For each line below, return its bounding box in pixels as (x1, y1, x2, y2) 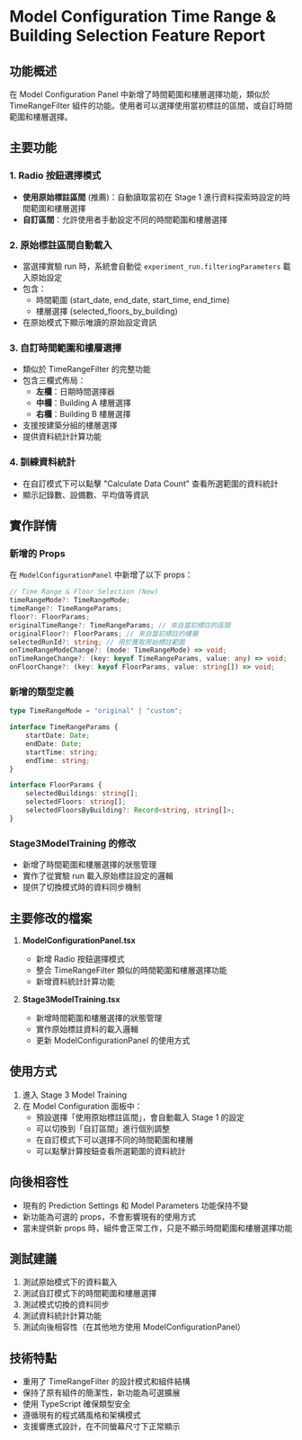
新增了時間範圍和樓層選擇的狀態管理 (22, 859, 157, 870)
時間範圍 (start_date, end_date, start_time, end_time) (35, 294, 231, 305)
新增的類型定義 (9, 685, 75, 698)
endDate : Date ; (25, 739, 83, 748)
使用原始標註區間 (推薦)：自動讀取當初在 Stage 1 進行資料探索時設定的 (22, 191, 283, 202)
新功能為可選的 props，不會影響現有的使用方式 (22, 1211, 196, 1222)
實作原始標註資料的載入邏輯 (35, 1023, 139, 1035)
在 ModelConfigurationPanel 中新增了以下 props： (9, 569, 193, 581)
